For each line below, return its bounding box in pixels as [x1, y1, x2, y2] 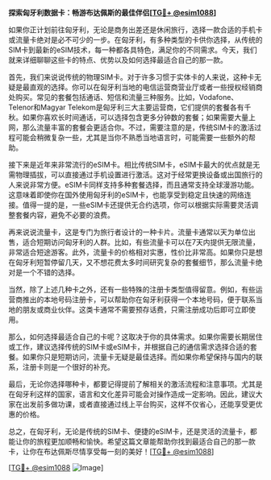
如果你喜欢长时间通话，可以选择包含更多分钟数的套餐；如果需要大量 [22, 113, 248, 122]
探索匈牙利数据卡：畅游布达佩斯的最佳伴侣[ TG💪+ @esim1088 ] [8, 8, 217, 17]
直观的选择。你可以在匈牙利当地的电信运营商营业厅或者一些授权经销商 [29, 82, 263, 92]
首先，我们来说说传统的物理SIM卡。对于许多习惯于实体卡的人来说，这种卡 [8, 72, 255, 81]
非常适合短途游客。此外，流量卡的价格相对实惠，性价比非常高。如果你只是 [8, 247, 256, 257]
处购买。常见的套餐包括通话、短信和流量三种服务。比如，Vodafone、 [8, 93, 239, 101]
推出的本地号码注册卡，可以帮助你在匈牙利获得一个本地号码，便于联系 [22, 295, 256, 304]
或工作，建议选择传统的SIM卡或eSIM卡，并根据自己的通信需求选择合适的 [8, 342, 250, 351]
